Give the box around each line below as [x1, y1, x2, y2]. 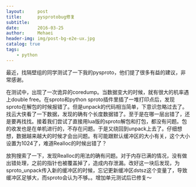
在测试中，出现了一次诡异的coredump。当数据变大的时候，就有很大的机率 [6, 88, 184, 95]
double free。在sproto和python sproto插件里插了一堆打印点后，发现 [10, 96, 175, 103]
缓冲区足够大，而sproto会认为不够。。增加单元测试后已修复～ [6, 174, 152, 181]
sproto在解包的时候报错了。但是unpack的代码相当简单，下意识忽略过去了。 [6, 103, 188, 110]
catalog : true [6, 41, 41, 47]
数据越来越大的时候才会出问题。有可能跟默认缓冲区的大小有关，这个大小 [16, 132, 190, 139]
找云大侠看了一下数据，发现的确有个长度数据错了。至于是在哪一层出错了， [6, 110, 185, 117]
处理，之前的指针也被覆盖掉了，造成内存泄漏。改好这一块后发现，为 [16, 159, 180, 167]
